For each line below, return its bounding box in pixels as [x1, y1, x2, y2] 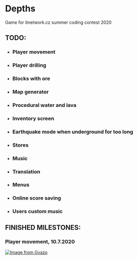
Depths [5, 3, 35, 14]
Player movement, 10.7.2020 [5, 238, 75, 245]
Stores [12, 142, 29, 149]
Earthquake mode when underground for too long [12, 128, 134, 135]
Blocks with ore [12, 75, 50, 82]
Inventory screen [12, 115, 54, 122]
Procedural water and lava [12, 102, 76, 108]
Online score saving [12, 195, 62, 202]
